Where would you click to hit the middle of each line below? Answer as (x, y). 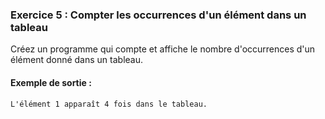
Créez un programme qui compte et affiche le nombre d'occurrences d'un (163, 49)
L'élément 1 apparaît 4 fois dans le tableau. (109, 104)
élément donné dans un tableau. (77, 60)
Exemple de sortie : (51, 82)
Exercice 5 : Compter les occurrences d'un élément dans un (158, 15)
